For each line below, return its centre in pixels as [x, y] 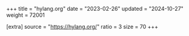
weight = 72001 [26, 15]
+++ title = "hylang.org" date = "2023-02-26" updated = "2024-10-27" [95, 9]
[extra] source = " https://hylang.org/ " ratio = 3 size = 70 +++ [82, 27]
